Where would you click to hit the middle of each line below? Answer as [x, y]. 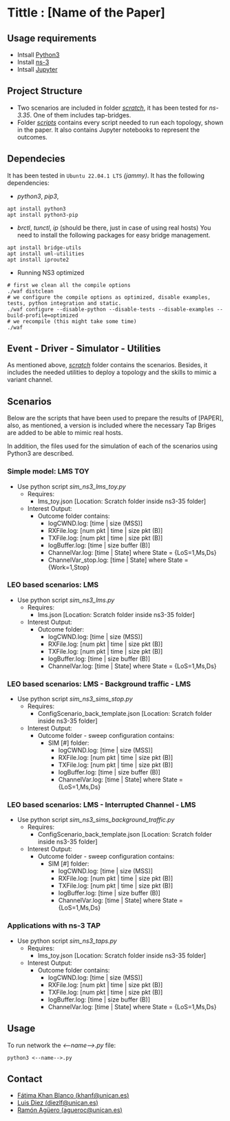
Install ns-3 [33, 62]
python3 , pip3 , [38, 196]
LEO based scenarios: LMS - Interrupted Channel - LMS [102, 805]
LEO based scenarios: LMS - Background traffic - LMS [99, 683]
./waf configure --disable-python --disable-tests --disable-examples [111, 309]
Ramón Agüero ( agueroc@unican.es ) [70, 1110]
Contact [25, 1079]
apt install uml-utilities [46, 253]
